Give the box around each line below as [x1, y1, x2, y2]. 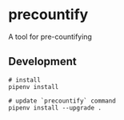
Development [8, 55, 78, 68]
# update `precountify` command [8, 97, 116, 105]
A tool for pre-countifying [8, 32, 92, 41]
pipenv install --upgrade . [8, 103, 102, 112]
